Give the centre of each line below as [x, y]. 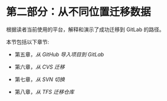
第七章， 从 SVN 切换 [40, 79]
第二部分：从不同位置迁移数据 [79, 12]
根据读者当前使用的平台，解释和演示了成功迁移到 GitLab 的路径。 [85, 29]
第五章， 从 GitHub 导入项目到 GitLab [59, 54]
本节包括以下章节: [28, 42]
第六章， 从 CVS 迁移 [40, 67]
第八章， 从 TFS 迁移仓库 [44, 92]
